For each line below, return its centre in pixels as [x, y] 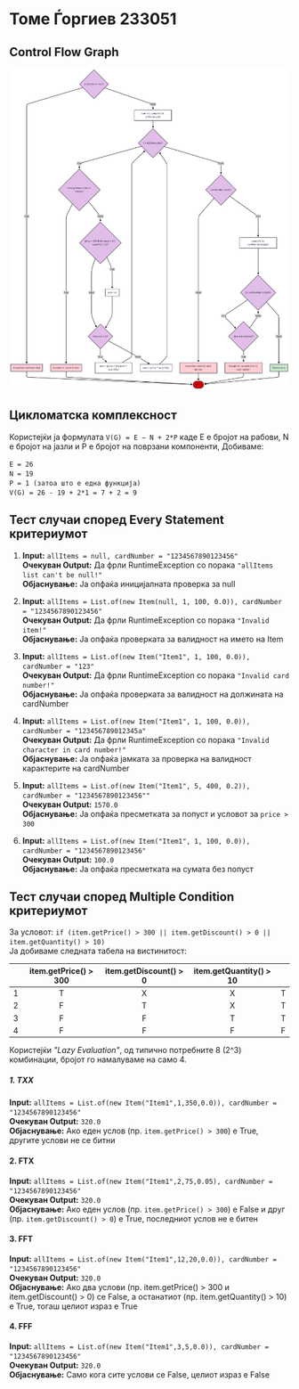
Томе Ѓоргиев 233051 [93, 19]
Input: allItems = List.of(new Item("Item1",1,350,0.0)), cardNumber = [143, 1103]
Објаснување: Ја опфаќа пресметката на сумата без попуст [137, 869]
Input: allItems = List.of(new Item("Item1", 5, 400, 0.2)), [136, 785]
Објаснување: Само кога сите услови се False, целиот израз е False [139, 1374]
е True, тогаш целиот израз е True [73, 1306]
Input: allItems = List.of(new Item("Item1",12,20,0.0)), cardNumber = [143, 1258]
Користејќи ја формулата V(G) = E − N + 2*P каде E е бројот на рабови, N [149, 437]
